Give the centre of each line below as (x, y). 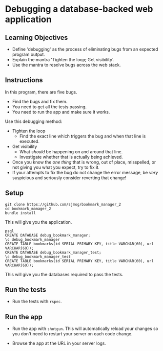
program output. (29, 54)
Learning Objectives (37, 37)
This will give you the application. (39, 222)
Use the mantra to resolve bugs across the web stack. (66, 65)
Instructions (24, 80)
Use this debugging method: (34, 121)
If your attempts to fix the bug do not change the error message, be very (85, 172)
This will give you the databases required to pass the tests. (64, 274)
